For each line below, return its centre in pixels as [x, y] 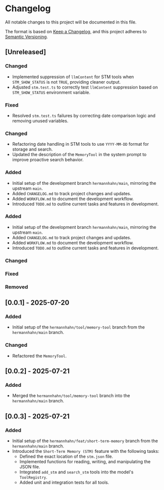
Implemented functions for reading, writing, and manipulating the [85, 461]
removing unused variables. [40, 121]
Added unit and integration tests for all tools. [64, 482]
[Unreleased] [26, 52]
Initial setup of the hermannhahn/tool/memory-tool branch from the [79, 327]
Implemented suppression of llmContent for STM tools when [73, 77]
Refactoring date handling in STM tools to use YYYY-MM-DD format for [81, 144]
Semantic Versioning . [26, 37]
